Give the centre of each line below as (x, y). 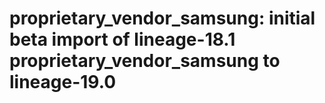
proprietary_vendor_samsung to (145, 61)
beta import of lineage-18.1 (122, 39)
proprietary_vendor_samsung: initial (162, 18)
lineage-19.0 (63, 82)
